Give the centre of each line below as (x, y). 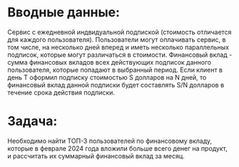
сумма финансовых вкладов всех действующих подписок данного (110, 62)
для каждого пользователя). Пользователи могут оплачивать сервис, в (117, 39)
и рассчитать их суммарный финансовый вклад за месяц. (96, 156)
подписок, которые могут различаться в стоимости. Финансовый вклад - (120, 55)
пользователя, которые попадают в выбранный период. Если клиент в (115, 70)
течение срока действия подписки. (61, 92)
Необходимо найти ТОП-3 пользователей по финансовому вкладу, (110, 141)
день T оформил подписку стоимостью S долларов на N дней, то (107, 77)
